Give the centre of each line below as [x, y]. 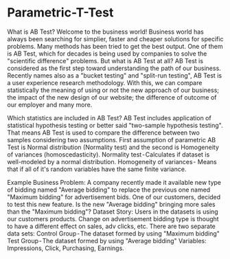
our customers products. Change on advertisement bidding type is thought [113, 218]
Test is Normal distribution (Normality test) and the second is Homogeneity [113, 147]
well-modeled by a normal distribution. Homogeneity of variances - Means [112, 161]
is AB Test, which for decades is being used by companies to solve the [107, 54]
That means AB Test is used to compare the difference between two [104, 133]
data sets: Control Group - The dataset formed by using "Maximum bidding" [113, 233]
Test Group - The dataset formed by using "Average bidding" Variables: [107, 240]
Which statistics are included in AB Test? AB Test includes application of [109, 117]
